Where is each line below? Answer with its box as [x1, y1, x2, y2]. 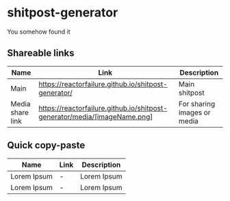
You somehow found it [7, 27, 71, 36]
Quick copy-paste [7, 139, 86, 152]
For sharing [178, 99, 216, 108]
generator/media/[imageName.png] [38, 112, 153, 121]
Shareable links [7, 47, 75, 59]
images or [178, 108, 211, 117]
